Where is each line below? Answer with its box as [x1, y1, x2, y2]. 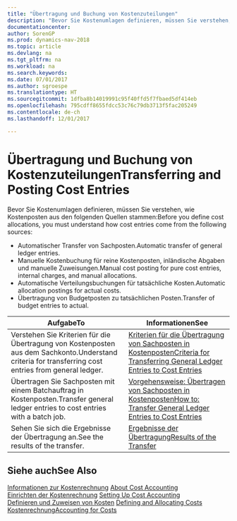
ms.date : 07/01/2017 [7, 75, 68, 83]
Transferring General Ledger [128, 356, 223, 366]
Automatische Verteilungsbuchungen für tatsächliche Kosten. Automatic [17, 278, 226, 287]
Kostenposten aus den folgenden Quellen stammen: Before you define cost [7, 212, 224, 221]
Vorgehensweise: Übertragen [128, 376, 226, 386]
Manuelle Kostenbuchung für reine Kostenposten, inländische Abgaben [17, 256, 225, 264]
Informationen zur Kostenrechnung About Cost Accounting [7, 484, 178, 492]
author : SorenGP [7, 30, 55, 37]
